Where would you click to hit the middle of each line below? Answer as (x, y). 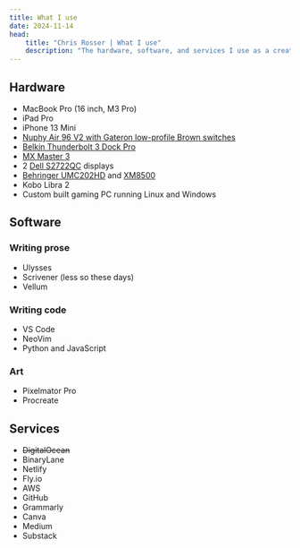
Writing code (38, 310)
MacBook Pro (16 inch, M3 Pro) (79, 108)
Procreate (40, 400)
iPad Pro (37, 118)
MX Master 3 (46, 156)
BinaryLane (43, 460)
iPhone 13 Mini (49, 127)
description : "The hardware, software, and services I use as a (147, 51)
